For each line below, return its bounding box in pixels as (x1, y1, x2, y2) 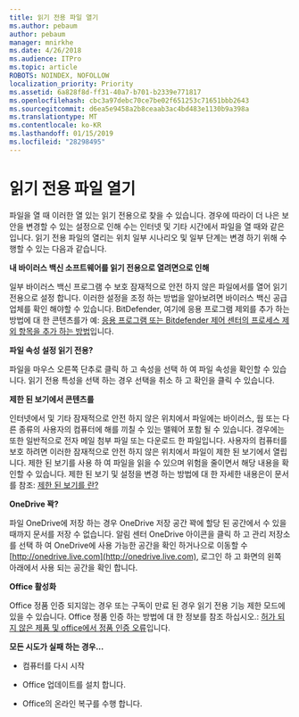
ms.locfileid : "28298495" (9, 137, 105, 146)
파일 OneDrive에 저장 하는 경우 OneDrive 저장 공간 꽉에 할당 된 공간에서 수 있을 (9, 517, 287, 528)
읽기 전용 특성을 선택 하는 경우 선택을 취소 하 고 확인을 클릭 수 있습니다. (28, 375, 275, 385)
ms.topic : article (9, 63, 78, 72)
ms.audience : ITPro (9, 54, 82, 63)
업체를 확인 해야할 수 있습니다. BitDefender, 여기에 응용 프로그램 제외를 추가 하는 (9, 303, 290, 314)
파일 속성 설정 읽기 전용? (9, 344, 94, 355)
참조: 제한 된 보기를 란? (18, 479, 99, 490)
